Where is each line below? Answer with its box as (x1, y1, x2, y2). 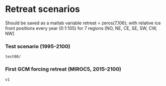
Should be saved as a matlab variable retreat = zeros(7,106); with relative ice (5, 20, 161, 26)
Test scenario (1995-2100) (5, 43, 71, 50)
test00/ (5, 54, 21, 59)
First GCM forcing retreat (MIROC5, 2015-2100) (5, 66, 122, 73)
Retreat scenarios (5, 3, 81, 15)
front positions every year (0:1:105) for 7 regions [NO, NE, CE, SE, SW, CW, (5, 25, 158, 31)
